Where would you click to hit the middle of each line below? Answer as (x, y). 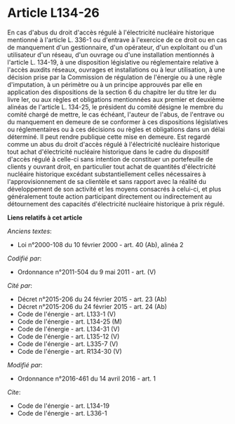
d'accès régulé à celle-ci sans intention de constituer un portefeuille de (110, 159)
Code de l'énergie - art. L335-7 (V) (68, 344)
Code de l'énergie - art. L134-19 (63, 406)
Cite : (14, 392)
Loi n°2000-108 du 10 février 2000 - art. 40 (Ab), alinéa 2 (100, 244)
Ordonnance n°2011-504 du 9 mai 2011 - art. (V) (87, 272)
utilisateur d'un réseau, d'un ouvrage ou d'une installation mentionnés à (111, 55)
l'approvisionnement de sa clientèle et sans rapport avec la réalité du (107, 181)
